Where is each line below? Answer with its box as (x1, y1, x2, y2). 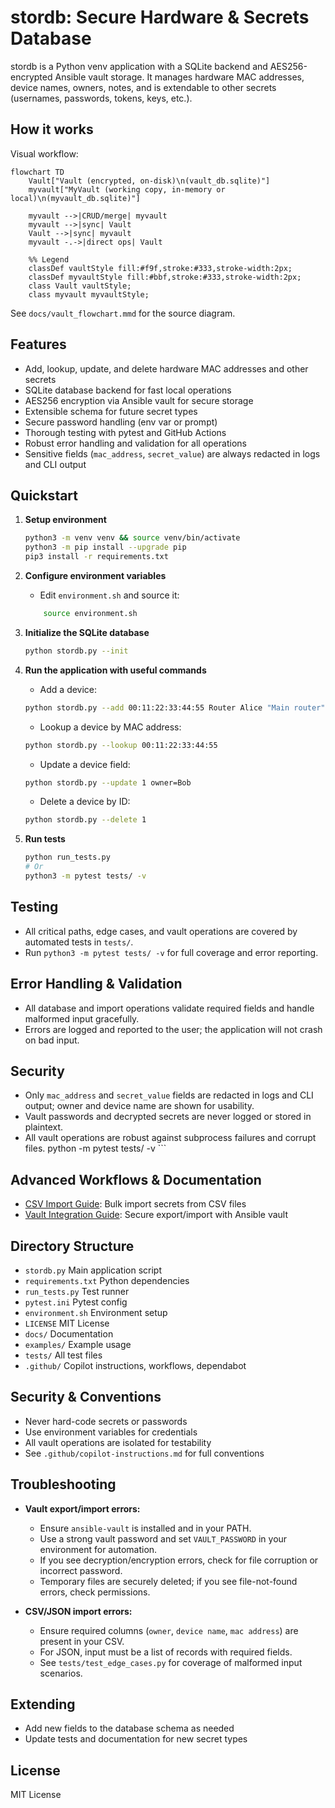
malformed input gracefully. (24, 1012, 140, 1025)
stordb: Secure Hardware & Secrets (10, 6, 310, 29)
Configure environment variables (24, 570, 167, 581)
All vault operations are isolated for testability (24, 1436, 212, 1448)
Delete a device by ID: (39, 796, 131, 808)
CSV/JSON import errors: (24, 1605, 133, 1617)
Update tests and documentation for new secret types (24, 1733, 248, 1745)
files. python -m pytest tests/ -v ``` (24, 1142, 167, 1155)
